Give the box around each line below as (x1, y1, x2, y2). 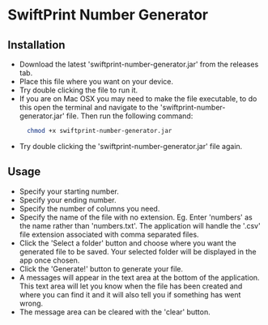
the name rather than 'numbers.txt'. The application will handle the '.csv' (19, 220, 261, 230)
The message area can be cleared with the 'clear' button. (19, 306, 211, 317)
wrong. (19, 298, 44, 308)
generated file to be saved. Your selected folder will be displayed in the (19, 246, 257, 256)
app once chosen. (19, 255, 80, 265)
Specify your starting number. (19, 186, 119, 196)
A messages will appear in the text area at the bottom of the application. (19, 272, 260, 282)
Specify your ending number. (19, 195, 117, 204)
